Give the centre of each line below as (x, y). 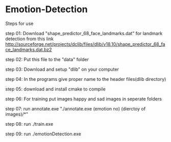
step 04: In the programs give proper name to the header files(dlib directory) (86, 79)
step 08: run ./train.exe (29, 124)
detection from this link (30, 39)
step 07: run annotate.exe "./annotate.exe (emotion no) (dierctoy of (76, 108)
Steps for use (19, 23)
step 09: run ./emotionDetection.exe (43, 134)
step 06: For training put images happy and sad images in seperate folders (84, 99)
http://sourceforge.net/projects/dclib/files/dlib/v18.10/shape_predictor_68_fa (85, 44)
